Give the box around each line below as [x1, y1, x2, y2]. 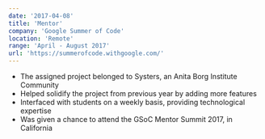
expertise [19, 106, 53, 116]
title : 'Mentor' [8, 19, 63, 27]
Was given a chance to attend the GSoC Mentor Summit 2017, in [19, 115, 233, 124]
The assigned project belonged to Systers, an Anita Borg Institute [19, 72, 238, 81]
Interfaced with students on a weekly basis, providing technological [19, 98, 246, 107]
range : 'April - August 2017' [8, 42, 111, 50]
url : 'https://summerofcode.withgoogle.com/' [8, 49, 164, 57]
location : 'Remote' [8, 34, 74, 43]
